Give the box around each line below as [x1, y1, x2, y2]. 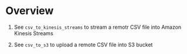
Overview [5, 4, 54, 18]
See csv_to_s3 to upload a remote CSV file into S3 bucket [13, 41, 153, 48]
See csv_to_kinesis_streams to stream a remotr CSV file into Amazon [13, 23, 182, 31]
